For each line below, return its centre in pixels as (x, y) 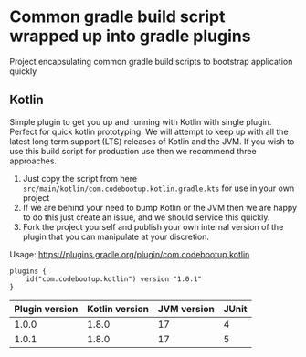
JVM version (186, 309)
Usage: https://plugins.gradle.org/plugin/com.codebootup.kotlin (130, 254)
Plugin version (46, 309)
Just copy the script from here (80, 178)
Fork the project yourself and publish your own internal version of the (153, 226)
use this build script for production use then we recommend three (133, 151)
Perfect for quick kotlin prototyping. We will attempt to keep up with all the (149, 131)
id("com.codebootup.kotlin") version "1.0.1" (114, 279)
